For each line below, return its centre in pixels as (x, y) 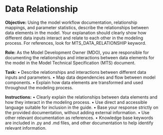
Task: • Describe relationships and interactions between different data (76, 72)
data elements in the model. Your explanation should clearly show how (76, 33)
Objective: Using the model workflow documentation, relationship (71, 22)
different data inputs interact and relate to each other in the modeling (74, 38)
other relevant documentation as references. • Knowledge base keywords (79, 118)
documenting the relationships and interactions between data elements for (80, 57)
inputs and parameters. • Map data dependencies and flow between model (80, 77)
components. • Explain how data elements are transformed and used (74, 82)
